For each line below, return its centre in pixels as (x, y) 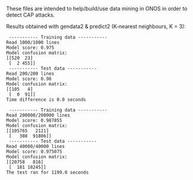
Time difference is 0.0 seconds (46, 100)
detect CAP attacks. (31, 15)
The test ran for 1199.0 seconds (48, 172)
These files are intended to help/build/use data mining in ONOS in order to (97, 9)
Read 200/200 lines (30, 74)
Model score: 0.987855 (34, 121)
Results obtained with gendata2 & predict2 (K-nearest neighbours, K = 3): (96, 26)
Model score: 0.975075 (34, 151)
